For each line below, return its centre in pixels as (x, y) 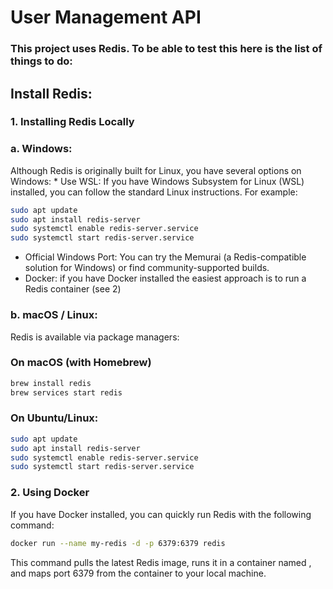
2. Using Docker (50, 493)
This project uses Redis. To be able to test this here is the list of (166, 49)
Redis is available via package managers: (95, 337)
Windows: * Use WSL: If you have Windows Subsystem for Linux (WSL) (157, 181)
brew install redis (51, 383)
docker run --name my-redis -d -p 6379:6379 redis (118, 543)
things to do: (41, 61)
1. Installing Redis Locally (72, 122)
